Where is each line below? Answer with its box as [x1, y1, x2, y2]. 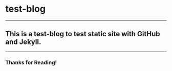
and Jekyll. [5, 38, 41, 46]
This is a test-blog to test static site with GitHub [5, 30, 160, 38]
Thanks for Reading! [5, 59, 57, 66]
